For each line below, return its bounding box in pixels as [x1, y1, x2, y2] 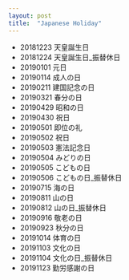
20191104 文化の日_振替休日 [19, 253, 113, 262]
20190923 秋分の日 [19, 222, 84, 233]
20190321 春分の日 [19, 92, 83, 102]
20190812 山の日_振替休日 [19, 202, 107, 213]
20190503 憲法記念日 [19, 142, 91, 152]
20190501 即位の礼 [19, 122, 83, 132]
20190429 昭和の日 [19, 102, 84, 112]
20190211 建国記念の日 [19, 82, 95, 92]
